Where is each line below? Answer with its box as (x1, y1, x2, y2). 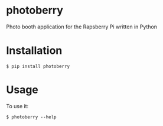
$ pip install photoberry (6, 63, 70, 69)
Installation (6, 44, 63, 57)
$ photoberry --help (6, 114, 57, 120)
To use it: (6, 102, 29, 109)
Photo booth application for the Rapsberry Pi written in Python (6, 23, 158, 30)
